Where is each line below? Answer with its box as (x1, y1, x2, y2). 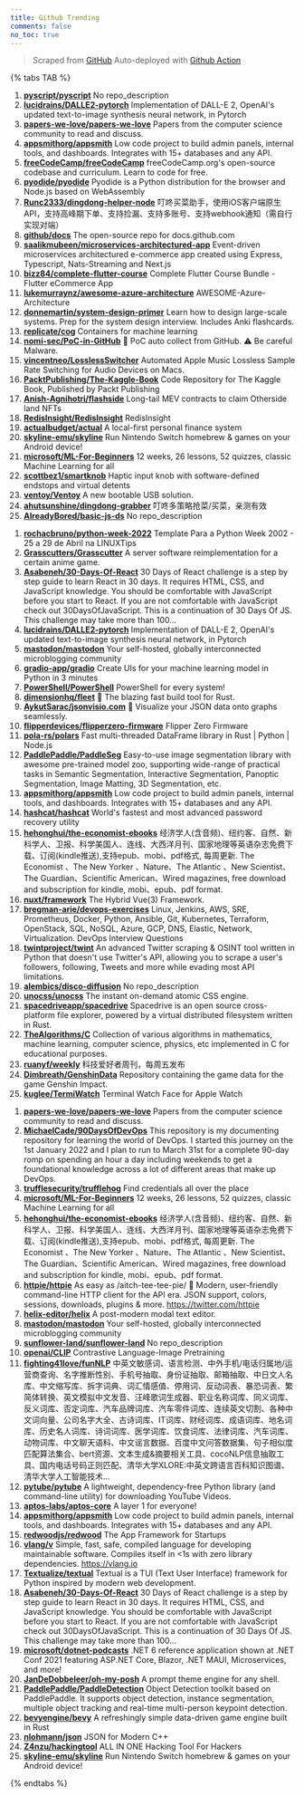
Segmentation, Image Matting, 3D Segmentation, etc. (23, 778, 222, 789)
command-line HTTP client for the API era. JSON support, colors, (23, 1290, 268, 1301)
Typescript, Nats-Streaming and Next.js (23, 259, 172, 270)
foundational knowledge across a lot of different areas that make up (23, 1164, 277, 1175)
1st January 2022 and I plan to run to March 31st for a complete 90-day (23, 1145, 290, 1156)
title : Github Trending (10, 13, 100, 23)
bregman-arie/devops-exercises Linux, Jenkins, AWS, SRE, (23, 904, 250, 915)
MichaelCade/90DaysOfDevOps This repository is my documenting (23, 1125, 280, 1137)
